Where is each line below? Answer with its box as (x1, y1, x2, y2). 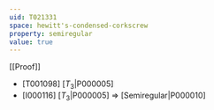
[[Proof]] (9, 62, 42, 72)
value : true (9, 37, 53, 47)
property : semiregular (9, 29, 93, 38)
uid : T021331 (9, 12, 57, 22)
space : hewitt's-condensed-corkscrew (9, 21, 149, 30)
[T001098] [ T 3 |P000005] (21, 78, 114, 92)
